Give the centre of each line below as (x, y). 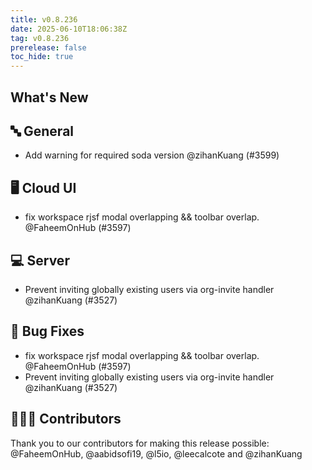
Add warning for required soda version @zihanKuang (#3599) (152, 155)
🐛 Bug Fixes (47, 331)
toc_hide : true (42, 57)
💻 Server (40, 260)
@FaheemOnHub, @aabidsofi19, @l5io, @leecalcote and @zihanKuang (156, 453)
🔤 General (42, 131)
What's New (49, 97)
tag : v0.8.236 (40, 38)
